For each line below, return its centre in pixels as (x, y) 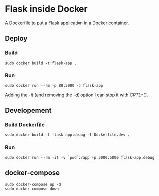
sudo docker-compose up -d (33, 184)
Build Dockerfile (25, 125)
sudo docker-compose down (32, 189)
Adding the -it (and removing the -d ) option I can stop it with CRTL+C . (77, 95)
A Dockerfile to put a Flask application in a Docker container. (67, 23)
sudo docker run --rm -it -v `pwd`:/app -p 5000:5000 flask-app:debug (80, 157)
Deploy (16, 38)
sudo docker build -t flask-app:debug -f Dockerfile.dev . (68, 135)
